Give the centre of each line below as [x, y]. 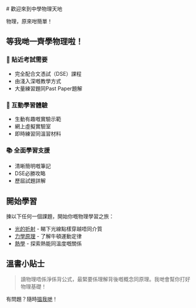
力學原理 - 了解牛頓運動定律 [48, 236]
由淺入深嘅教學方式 [38, 81]
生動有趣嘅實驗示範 [38, 119]
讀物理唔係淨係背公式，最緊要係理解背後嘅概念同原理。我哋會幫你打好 [105, 279]
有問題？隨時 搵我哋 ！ [32, 299]
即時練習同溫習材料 [38, 133]
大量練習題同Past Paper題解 [48, 88]
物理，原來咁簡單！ [29, 21]
